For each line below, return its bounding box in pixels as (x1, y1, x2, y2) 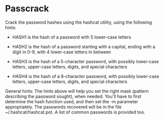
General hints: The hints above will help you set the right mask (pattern (5, 88, 149, 94)
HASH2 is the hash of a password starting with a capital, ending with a (12, 43, 156, 49)
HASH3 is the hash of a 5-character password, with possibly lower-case (12, 58, 159, 64)
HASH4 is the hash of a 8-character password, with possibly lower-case (12, 73, 159, 79)
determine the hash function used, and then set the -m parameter (5, 98, 138, 104)
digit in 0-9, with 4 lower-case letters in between (12, 49, 111, 55)
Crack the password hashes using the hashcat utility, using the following (5, 19, 152, 25)
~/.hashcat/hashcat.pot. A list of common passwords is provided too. (5, 109, 145, 115)
